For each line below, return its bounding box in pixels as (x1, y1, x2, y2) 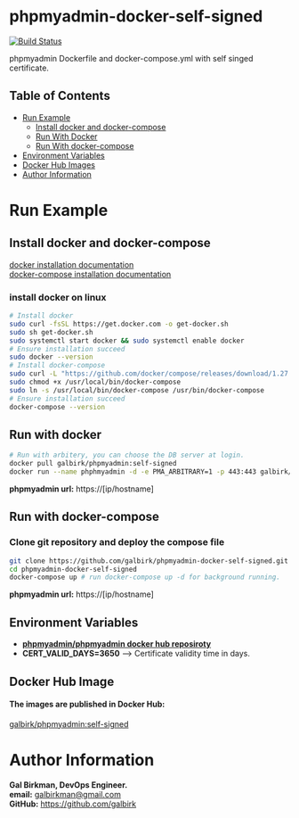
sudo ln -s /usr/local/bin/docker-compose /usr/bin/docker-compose (9, 385, 265, 394)
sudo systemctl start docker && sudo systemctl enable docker (9, 336, 245, 345)
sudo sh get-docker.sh (9, 327, 93, 336)
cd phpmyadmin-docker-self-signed (9, 565, 138, 574)
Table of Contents (9, 88, 111, 103)
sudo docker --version (9, 352, 93, 362)
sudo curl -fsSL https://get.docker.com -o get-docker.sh (9, 319, 229, 328)
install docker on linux (9, 291, 107, 303)
